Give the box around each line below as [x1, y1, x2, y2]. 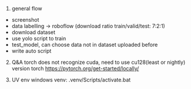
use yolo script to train [11, 35, 66, 42]
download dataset [11, 29, 56, 36]
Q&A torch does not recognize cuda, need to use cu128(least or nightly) [11, 59, 186, 66]
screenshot [11, 16, 39, 23]
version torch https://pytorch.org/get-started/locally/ [11, 65, 139, 72]
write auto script [11, 47, 52, 54]
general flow [11, 5, 42, 12]
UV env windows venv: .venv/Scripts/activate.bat [11, 76, 131, 83]
